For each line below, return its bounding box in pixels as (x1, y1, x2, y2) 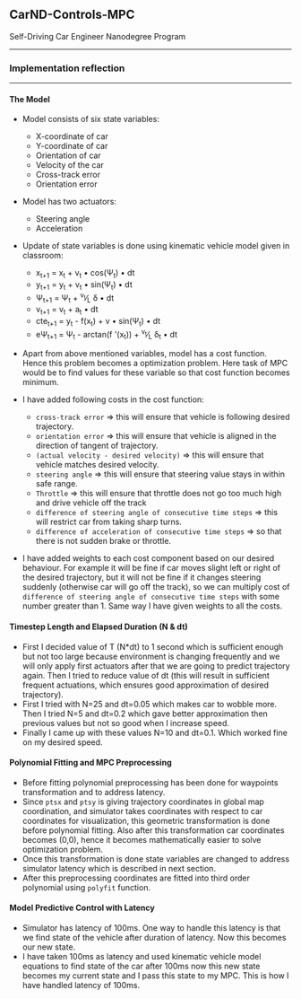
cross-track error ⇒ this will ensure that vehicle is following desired (35, 412, 290, 423)
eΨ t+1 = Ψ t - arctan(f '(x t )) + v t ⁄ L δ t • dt (35, 327, 177, 342)
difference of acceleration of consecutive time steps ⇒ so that (35, 526, 282, 537)
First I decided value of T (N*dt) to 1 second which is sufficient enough (21, 641, 284, 652)
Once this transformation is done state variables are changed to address (21, 853, 289, 864)
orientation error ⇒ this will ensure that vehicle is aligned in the (35, 431, 277, 442)
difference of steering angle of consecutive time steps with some (21, 592, 280, 602)
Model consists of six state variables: (21, 114, 159, 125)
